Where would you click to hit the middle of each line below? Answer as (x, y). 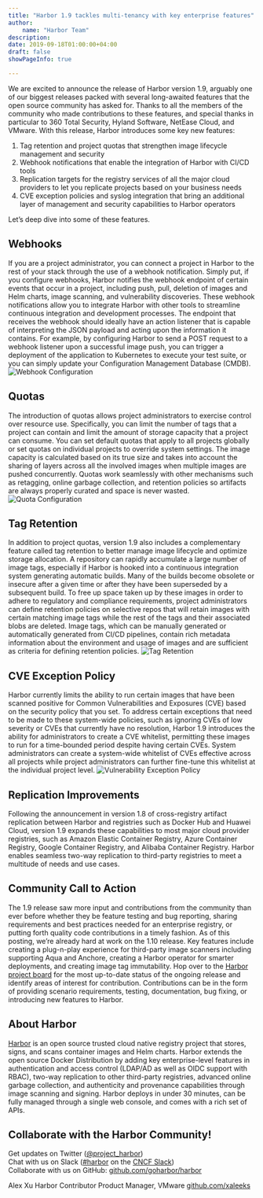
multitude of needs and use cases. (64, 864)
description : (29, 37)
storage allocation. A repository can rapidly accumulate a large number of (128, 559)
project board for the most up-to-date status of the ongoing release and (124, 974)
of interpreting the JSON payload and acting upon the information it (117, 330)
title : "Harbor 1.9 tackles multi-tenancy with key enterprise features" (131, 15)
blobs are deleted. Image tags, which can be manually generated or (117, 626)
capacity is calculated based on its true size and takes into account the (123, 457)
